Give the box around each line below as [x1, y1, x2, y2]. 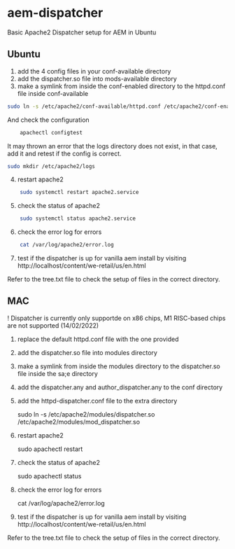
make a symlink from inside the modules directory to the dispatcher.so [17, 362, 220, 370]
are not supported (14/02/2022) [7, 321, 99, 330]
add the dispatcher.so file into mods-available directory [17, 74, 177, 83]
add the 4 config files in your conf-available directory [17, 67, 171, 75]
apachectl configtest [20, 129, 83, 136]
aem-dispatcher [7, 5, 104, 21]
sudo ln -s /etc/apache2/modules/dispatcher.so [17, 410, 155, 418]
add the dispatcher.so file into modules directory [17, 348, 157, 356]
